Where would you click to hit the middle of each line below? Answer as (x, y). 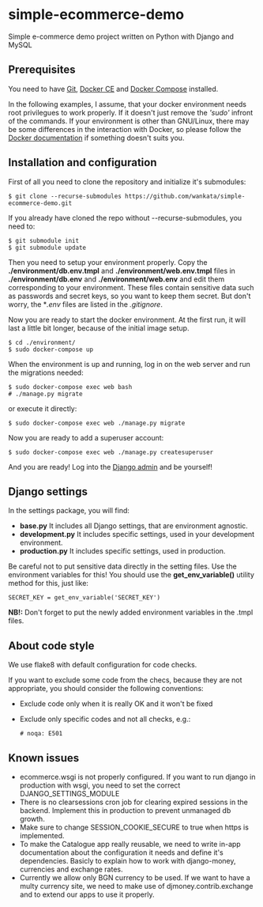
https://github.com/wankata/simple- (185, 196)
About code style (51, 646)
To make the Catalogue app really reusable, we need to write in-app (130, 844)
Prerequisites (42, 70)
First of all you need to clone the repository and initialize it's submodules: (127, 181)
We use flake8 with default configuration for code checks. (103, 665)
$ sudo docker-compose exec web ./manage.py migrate (97, 423)
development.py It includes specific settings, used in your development (137, 535)
